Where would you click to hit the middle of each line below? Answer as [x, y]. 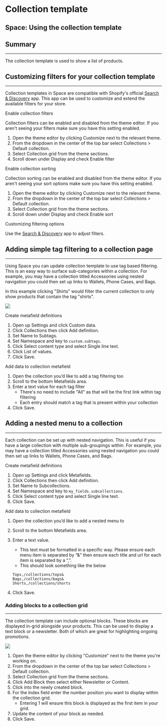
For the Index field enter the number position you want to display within [85, 693]
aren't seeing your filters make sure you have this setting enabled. [73, 128]
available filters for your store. [36, 104]
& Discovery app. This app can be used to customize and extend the [75, 98]
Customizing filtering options [35, 224]
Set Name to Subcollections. [42, 485]
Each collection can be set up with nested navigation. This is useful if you [80, 440]
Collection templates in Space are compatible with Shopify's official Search [82, 93]
